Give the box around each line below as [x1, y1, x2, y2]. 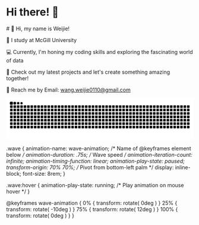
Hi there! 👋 [6, 5, 59, 19]
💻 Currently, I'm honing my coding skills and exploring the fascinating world [6, 48, 193, 55]
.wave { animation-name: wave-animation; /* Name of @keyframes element [6, 145, 191, 152]
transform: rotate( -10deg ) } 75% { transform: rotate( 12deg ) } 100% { [6, 205, 178, 213]
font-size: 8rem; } [23, 170, 66, 177]
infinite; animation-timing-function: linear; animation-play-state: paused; [6, 157, 185, 164]
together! [6, 74, 29, 82]
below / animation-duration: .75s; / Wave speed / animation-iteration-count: [6, 151, 193, 158]
